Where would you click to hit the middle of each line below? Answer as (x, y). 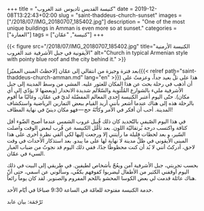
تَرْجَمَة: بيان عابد (25, 202)
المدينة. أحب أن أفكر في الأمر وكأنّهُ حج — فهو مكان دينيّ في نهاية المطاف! (90, 109)
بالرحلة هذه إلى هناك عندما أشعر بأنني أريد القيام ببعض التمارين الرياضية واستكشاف (100, 103)
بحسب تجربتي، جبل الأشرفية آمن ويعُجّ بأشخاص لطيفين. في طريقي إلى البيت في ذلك (103, 165)
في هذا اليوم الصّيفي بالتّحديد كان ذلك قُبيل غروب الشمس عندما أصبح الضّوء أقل (96, 121)
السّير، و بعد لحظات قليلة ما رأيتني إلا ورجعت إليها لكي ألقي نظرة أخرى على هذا (96, 134)
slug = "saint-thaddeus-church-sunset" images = (120, 15)
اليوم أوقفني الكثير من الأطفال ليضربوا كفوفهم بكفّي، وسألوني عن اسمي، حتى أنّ (98, 172)
